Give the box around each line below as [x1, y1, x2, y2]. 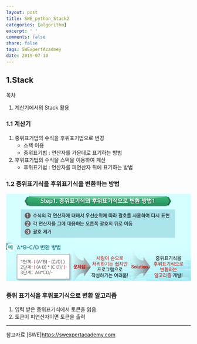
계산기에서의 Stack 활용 [14, 104, 69, 111]
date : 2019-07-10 [6, 53, 49, 59]
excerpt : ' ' [6, 28, 38, 34]
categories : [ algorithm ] [6, 22, 67, 28]
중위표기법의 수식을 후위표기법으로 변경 [14, 134, 104, 141]
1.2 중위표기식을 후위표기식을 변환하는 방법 [6, 179, 120, 188]
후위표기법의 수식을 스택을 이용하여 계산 [14, 156, 106, 164]
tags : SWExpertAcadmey [6, 47, 62, 53]
